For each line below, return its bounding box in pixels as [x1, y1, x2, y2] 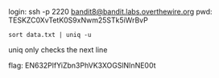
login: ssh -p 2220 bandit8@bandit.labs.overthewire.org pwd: [8, 7, 213, 16]
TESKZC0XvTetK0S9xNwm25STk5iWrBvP [8, 15, 149, 25]
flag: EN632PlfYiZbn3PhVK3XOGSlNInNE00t [8, 60, 156, 70]
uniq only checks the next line [8, 45, 108, 55]
